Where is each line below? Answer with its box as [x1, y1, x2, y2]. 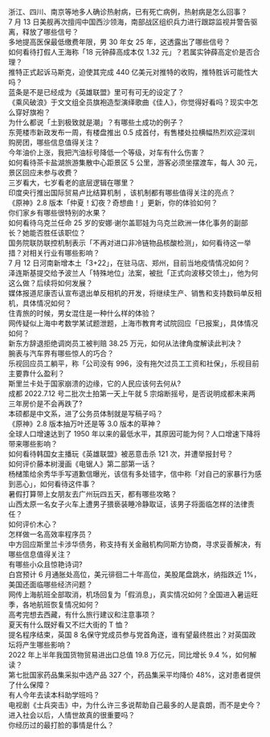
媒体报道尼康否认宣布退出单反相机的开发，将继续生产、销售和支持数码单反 [8, 289, 255, 297]
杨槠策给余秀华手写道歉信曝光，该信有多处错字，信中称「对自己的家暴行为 [8, 469, 255, 478]
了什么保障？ [8, 680, 51, 690]
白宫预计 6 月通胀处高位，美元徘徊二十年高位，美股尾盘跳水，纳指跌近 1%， [8, 570, 261, 579]
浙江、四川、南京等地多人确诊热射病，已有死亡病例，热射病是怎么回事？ [8, 7, 247, 16]
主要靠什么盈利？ [8, 369, 65, 378]
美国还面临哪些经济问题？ [8, 579, 93, 589]
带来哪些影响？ [8, 439, 58, 448]
